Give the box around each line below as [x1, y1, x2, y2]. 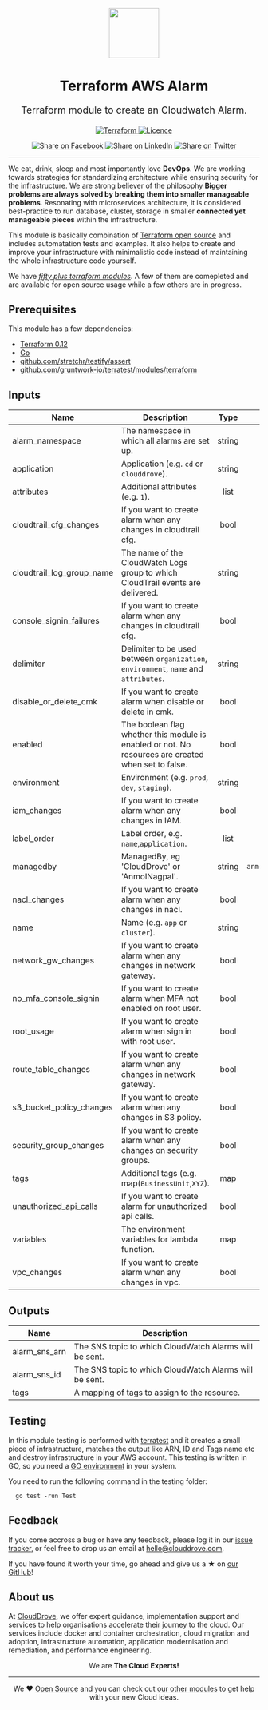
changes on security [120, 1145, 198, 1156]
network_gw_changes [12, 955, 94, 967]
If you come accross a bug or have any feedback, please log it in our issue [8, 1535, 253, 1545]
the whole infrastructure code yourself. [8, 256, 137, 265]
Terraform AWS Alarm [59, 77, 209, 95]
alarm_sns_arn [12, 1346, 66, 1357]
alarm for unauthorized [120, 1201, 207, 1212]
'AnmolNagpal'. [120, 871, 179, 883]
